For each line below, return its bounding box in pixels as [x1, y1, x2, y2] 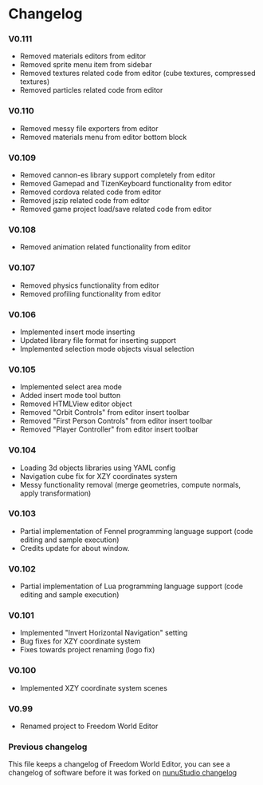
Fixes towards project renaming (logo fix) [19, 645, 155, 655]
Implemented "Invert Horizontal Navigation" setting [19, 628, 188, 638]
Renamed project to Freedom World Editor [19, 721, 159, 731]
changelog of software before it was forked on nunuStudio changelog [8, 768, 237, 778]
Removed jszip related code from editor [19, 196, 150, 205]
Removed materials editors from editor [19, 51, 147, 61]
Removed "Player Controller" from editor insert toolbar [19, 424, 199, 434]
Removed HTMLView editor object [19, 399, 133, 408]
